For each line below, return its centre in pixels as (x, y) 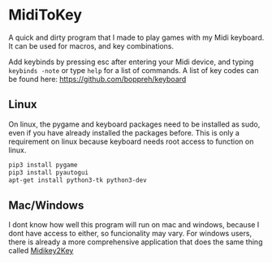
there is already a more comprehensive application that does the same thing (136, 242)
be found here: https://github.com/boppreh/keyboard (97, 79)
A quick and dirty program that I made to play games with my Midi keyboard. (136, 37)
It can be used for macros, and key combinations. (91, 45)
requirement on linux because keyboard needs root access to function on (131, 141)
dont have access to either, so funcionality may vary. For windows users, (130, 234)
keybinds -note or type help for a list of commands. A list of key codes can (134, 70)
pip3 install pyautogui (49, 172)
